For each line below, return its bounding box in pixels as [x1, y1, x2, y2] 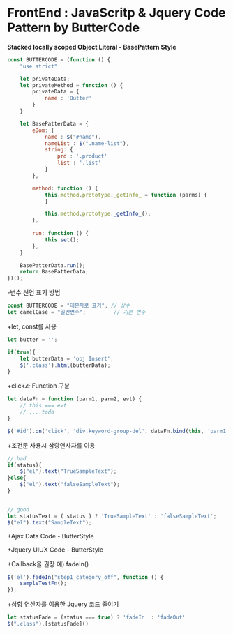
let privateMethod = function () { [20, 82, 123, 89]
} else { [7, 474, 27, 482]
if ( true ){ [7, 349, 36, 356]
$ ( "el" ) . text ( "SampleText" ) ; [7, 519, 92, 526]
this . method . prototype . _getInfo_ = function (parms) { [44, 191, 208, 198]
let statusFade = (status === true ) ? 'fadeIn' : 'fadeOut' [7, 614, 186, 621]
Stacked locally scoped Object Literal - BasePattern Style [7, 43, 176, 51]
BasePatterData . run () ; [20, 262, 86, 269]
